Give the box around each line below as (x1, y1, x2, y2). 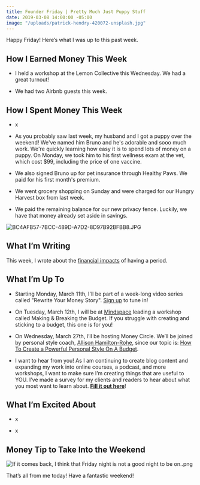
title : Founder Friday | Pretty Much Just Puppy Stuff (6, 8, 146, 15)
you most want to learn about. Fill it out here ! (14, 382, 127, 390)
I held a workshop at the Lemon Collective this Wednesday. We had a (14, 70, 186, 77)
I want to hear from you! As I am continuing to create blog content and (14, 357, 189, 364)
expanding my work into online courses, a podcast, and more (14, 363, 166, 370)
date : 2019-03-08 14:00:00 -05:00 (6, 14, 93, 20)
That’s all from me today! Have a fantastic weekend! (6, 472, 134, 480)
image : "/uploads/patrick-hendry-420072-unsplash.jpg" (6, 20, 146, 26)
